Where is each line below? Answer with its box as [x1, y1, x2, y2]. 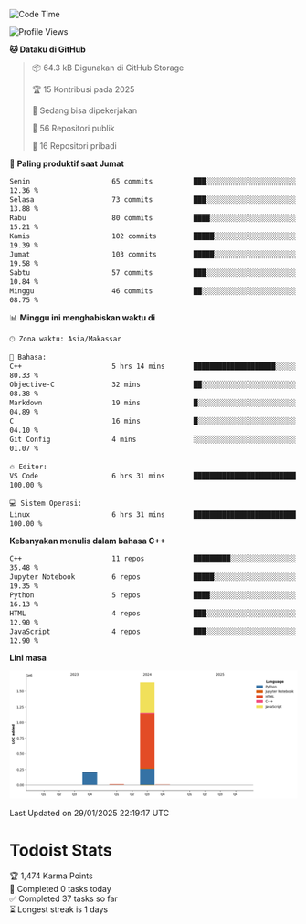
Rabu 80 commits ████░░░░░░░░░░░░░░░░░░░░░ [9, 214, 297, 223]
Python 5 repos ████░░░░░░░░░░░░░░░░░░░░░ [9, 591, 297, 600]
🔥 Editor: [9, 462, 47, 471]
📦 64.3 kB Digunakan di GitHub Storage [31, 62, 185, 73]
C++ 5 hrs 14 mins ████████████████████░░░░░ [9, 362, 297, 371]
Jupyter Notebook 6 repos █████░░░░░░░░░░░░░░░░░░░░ [9, 572, 297, 582]
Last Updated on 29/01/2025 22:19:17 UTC [9, 808, 170, 819]
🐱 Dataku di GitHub [9, 44, 87, 55]
